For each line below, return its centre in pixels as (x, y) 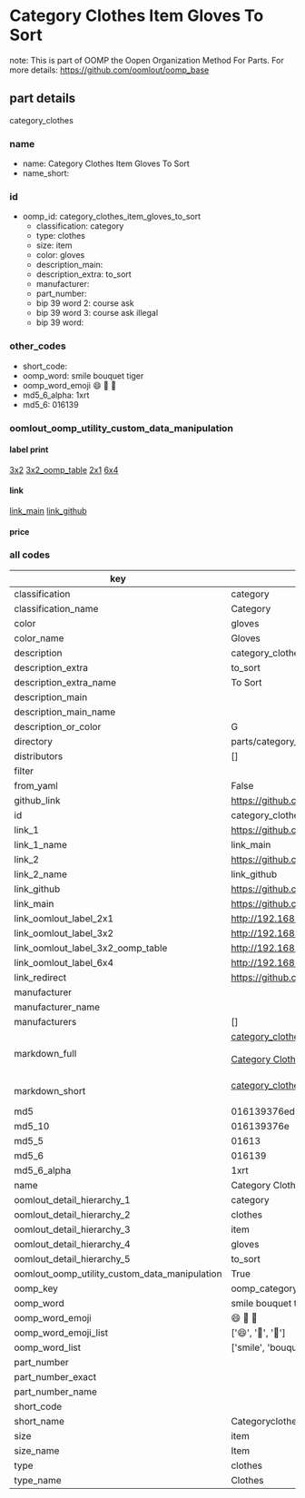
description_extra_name (65, 682)
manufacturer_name (57, 1007)
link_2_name (41, 874)
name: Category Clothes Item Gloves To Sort (106, 163)
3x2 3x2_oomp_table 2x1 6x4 (64, 469)
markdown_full (45, 1053)
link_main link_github (49, 510)
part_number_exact (55, 1376)
